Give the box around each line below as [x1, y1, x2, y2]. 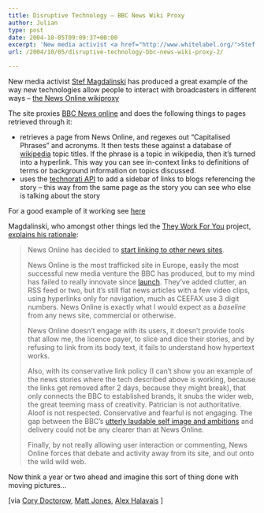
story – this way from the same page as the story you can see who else [19, 183, 251, 191]
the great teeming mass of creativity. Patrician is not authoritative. [27, 400, 242, 409]
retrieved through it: [8, 117, 73, 126]
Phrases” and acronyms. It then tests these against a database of [19, 141, 232, 150]
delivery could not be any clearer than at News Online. [27, 425, 205, 434]
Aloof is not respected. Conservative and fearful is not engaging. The [27, 408, 253, 418]
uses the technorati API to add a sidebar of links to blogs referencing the [19, 174, 256, 184]
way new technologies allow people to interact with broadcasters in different [8, 85, 257, 95]
